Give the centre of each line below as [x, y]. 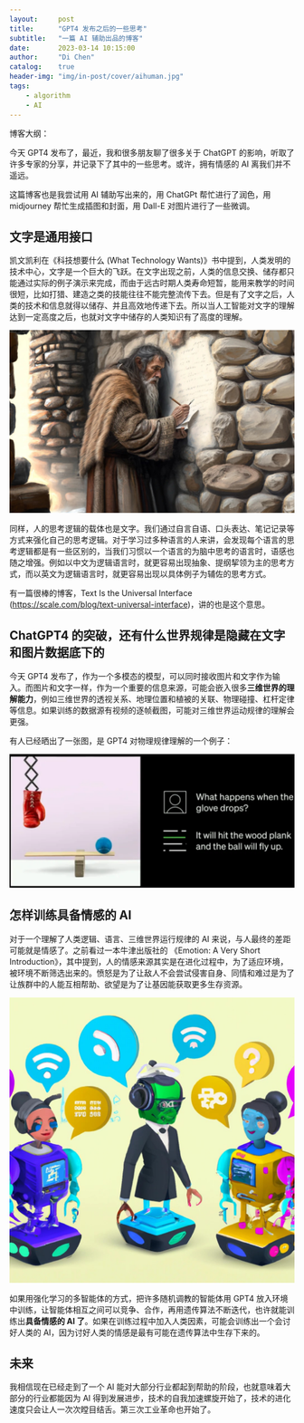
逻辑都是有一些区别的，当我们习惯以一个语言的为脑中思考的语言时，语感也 [156, 551]
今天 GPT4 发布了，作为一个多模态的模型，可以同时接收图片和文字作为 [141, 676]
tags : [19, 86]
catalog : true [42, 67]
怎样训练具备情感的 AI [71, 915]
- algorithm [48, 95]
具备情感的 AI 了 [56, 1321]
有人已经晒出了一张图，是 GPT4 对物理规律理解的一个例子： [121, 740]
